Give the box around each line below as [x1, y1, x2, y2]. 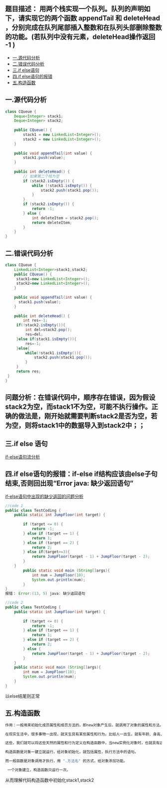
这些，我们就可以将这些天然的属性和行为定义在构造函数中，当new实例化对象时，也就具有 [5, 741, 160, 746]
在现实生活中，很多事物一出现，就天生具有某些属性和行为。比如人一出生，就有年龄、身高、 [5, 731, 165, 737]
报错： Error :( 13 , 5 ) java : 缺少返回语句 [5, 591, 85, 596]
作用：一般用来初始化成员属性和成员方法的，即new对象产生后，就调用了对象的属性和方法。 [5, 722, 164, 728]
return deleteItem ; [31, 220, 72, 225]
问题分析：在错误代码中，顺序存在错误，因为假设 [5, 393, 156, 402]
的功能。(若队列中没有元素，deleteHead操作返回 [5, 33, 156, 41]
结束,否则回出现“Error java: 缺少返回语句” [5, 479, 134, 488]
